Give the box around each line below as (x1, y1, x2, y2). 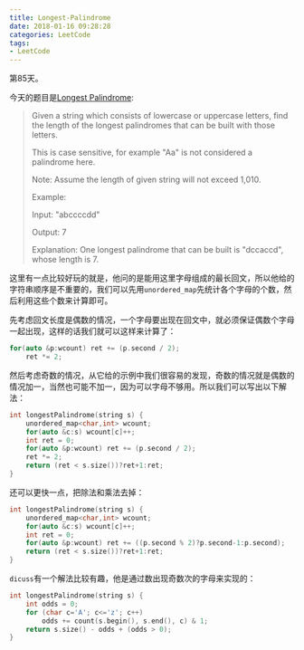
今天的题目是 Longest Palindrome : (9, 92, 134, 103)
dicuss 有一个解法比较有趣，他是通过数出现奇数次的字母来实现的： (9, 573, 256, 584)
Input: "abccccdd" (31, 209, 100, 220)
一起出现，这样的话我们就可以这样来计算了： (9, 326, 176, 337)
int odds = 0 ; (25, 599, 79, 608)
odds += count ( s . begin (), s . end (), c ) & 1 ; (42, 617, 208, 626)
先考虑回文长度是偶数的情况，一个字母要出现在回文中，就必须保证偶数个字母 (9, 314, 295, 326)
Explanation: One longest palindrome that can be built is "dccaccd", (31, 244, 284, 255)
